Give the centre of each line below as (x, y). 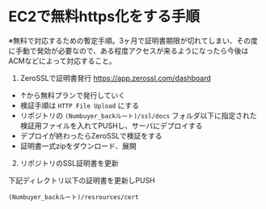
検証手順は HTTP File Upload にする (80, 105)
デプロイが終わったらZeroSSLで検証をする (91, 135)
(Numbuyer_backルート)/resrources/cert (74, 197)
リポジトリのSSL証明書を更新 (69, 163)
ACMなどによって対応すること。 (62, 61)
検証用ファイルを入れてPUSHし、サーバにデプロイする (111, 126)
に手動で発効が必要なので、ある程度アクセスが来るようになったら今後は (129, 50)
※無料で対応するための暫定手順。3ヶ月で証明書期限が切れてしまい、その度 (133, 41)
